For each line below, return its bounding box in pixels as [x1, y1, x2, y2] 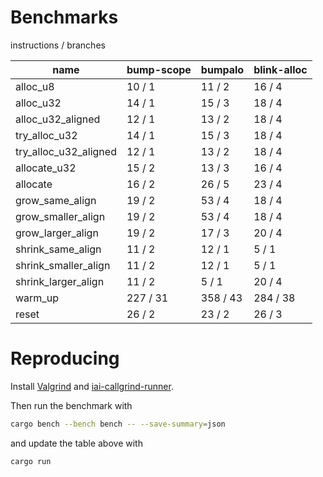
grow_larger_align [15, 226, 99, 240]
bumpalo [200, 62, 245, 76]
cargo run [10, 456, 52, 466]
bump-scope [126, 62, 192, 76]
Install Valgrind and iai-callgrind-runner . [10, 380, 174, 392]
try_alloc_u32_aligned [15, 144, 117, 158]
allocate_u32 [15, 161, 77, 175]
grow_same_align [15, 193, 97, 207]
